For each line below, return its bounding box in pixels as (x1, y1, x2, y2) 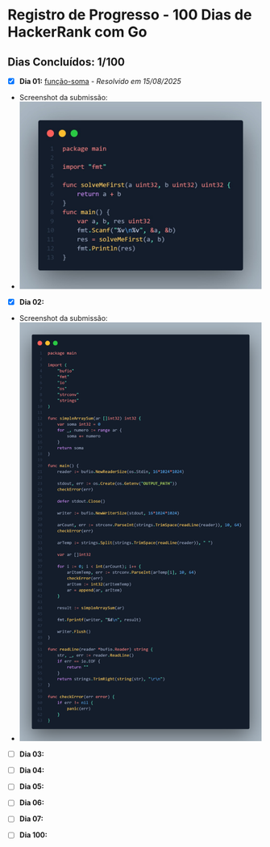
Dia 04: (19, 765, 45, 775)
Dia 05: (19, 782, 44, 791)
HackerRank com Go (7, 23, 147, 41)
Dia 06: (19, 798, 45, 807)
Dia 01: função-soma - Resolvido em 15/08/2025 (19, 77, 182, 86)
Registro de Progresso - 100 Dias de (7, 6, 252, 24)
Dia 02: (19, 297, 45, 306)
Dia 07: (19, 814, 44, 824)
